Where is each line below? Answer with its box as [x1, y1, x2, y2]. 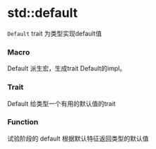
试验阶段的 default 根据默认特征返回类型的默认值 [7, 134, 149, 143]
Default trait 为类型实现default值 [7, 29, 102, 37]
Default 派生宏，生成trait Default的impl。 [7, 64, 126, 73]
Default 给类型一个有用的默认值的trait [7, 99, 116, 107]
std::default [7, 5, 78, 21]
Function [7, 117, 39, 127]
